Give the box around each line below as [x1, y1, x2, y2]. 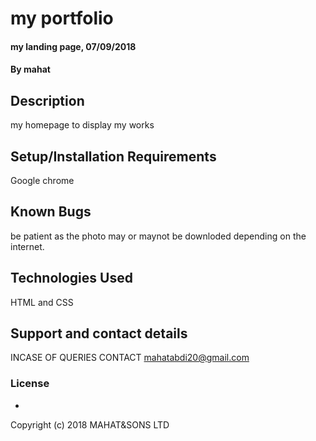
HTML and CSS [10, 296, 74, 308]
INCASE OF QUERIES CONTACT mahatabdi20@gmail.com [10, 352, 250, 364]
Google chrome [10, 175, 75, 186]
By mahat [10, 63, 51, 76]
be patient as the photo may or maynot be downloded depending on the [10, 230, 307, 242]
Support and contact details [10, 325, 188, 342]
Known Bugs [10, 203, 92, 221]
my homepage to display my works [10, 119, 155, 131]
